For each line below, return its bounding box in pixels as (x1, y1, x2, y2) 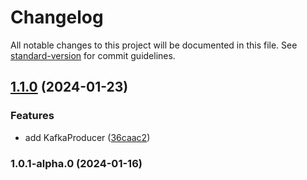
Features (10, 109, 55, 123)
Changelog (10, 6, 104, 29)
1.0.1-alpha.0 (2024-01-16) (10, 156, 143, 170)
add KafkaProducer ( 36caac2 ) (24, 131, 151, 143)
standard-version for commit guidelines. (10, 49, 176, 61)
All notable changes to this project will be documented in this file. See (10, 39, 298, 51)
